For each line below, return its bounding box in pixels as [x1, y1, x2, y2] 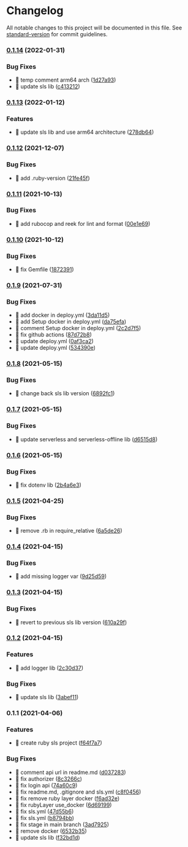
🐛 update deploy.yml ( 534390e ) [15, 344, 96, 352]
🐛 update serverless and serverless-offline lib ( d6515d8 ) [15, 435, 158, 443]
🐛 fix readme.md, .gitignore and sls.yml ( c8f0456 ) [15, 788, 141, 795]
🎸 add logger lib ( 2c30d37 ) [15, 664, 84, 671]
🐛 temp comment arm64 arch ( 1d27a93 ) [15, 76, 116, 83]
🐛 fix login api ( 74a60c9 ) [15, 781, 78, 789]
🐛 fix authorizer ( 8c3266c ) [15, 775, 83, 783]
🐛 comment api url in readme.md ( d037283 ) [15, 768, 127, 776]
